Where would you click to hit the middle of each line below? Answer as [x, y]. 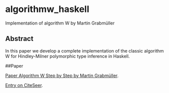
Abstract [19, 39]
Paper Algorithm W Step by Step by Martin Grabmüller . [62, 75]
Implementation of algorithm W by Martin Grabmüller [60, 23]
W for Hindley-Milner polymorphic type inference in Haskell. [68, 56]
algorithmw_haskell [47, 9]
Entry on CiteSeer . [24, 85]
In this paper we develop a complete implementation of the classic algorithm [84, 50]
